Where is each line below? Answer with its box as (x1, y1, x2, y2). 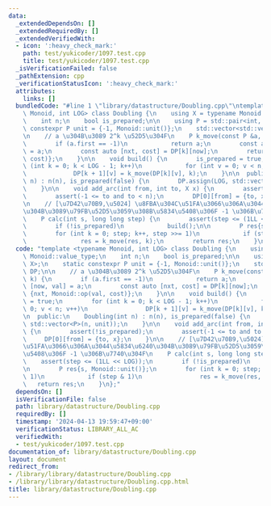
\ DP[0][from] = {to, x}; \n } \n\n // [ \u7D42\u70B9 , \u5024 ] (23, 335, 265, 344)
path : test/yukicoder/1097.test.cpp (23, 49, 147, 57)
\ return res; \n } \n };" (23, 380, 121, 388)
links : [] (23, 95, 56, 103)
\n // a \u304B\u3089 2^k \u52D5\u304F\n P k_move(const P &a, (23, 132, 262, 140)
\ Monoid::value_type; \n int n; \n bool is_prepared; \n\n (23, 252, 240, 260)
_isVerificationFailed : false (15, 65, 117, 73)
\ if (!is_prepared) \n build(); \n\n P (23, 222, 244, 230)
